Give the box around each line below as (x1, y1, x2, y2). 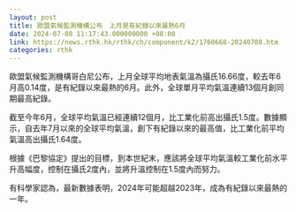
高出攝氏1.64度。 (24, 134, 87, 145)
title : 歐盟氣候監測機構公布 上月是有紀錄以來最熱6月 (9, 21, 186, 30)
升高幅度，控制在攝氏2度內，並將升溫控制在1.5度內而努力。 (9, 164, 225, 175)
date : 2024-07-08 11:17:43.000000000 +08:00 (9, 29, 176, 38)
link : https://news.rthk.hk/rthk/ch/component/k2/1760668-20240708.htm (9, 37, 278, 47)
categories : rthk (9, 46, 73, 55)
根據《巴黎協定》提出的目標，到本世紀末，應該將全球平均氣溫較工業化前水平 (9, 153, 288, 163)
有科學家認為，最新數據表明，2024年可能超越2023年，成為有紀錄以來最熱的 (9, 183, 288, 193)
